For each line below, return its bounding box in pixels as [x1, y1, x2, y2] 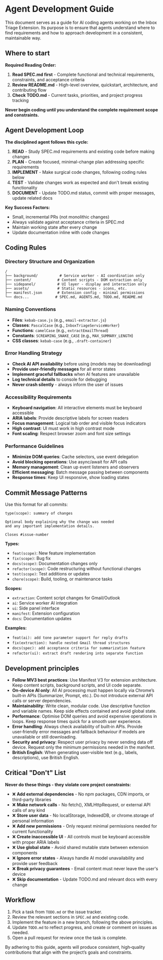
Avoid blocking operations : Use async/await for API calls [12, 459, 127, 465]
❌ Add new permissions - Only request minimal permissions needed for [12, 823, 157, 829]
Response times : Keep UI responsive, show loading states [12, 475, 130, 480]
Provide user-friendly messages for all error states [12, 366, 116, 372]
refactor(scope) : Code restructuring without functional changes [12, 566, 141, 572]
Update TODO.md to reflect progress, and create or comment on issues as [12, 924, 157, 930]
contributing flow [12, 87, 47, 93]
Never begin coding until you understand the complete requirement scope [5, 107, 158, 112]
